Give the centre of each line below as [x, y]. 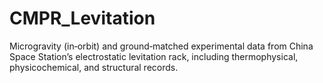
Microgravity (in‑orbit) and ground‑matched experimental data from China [161, 46]
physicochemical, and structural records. [94, 67]
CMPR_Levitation [82, 18]
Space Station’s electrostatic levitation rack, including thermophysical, [154, 56]
